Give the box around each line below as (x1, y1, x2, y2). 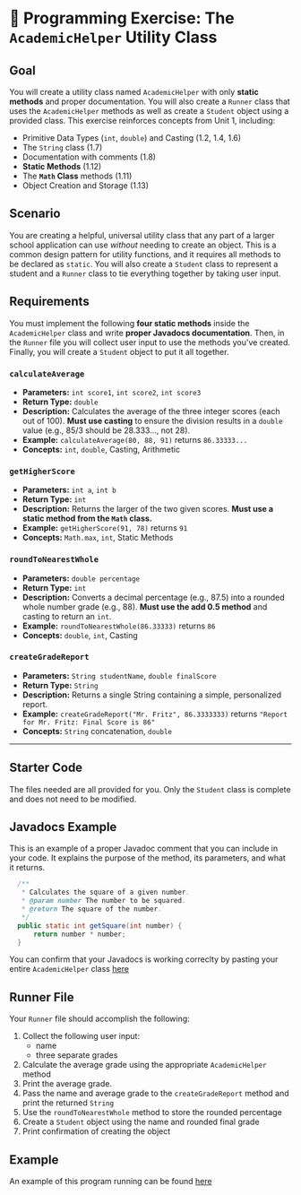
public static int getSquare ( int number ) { (17, 921, 182, 931)
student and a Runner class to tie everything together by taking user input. (9, 268, 281, 279)
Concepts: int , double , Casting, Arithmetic (21, 444, 181, 455)
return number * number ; (32, 930, 126, 939)
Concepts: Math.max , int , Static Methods (21, 533, 174, 543)
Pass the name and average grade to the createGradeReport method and (21, 1088, 289, 1099)
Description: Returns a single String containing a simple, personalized (21, 689, 282, 700)
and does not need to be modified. (9, 793, 137, 804)
